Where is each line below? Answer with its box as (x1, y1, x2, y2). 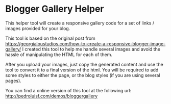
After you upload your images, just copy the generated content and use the (5, 61, 163, 67)
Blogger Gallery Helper (5, 3, 104, 15)
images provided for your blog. (5, 25, 70, 31)
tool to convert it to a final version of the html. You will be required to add (5, 67, 159, 73)
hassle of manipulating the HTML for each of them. (5, 51, 113, 58)
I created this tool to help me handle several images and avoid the (22, 46, 161, 52)
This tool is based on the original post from (5, 35, 95, 41)
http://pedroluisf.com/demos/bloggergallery (5, 93, 98, 99)
